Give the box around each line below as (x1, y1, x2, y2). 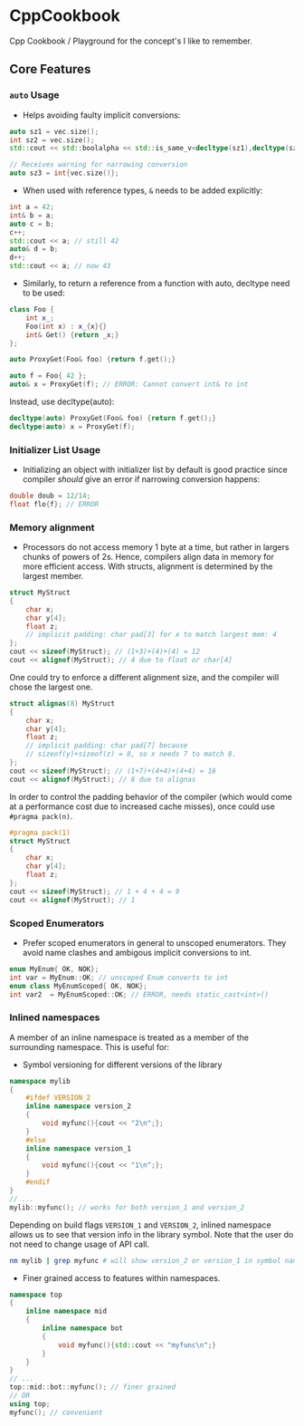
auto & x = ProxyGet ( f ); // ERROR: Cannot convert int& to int (9, 380, 249, 390)
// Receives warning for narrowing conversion (9, 160, 188, 169)
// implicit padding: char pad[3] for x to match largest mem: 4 (25, 631, 278, 640)
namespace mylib (9, 1076, 71, 1085)
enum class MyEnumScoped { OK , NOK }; (9, 981, 147, 990)
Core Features (9, 62, 91, 77)
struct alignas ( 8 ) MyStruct (9, 699, 116, 708)
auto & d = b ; (9, 245, 59, 254)
